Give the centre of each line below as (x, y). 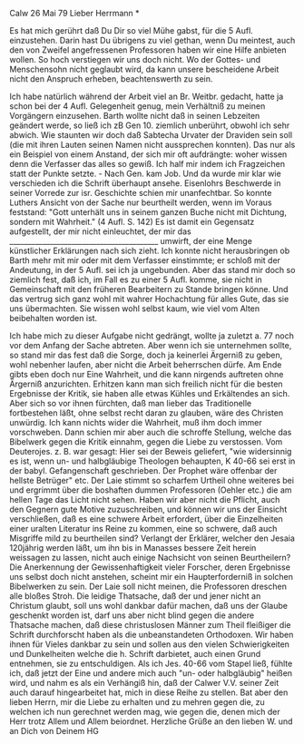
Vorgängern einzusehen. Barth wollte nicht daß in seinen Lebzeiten (135, 116)
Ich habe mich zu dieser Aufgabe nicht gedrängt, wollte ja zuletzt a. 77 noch (152, 336)
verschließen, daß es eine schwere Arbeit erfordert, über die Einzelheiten (146, 519)
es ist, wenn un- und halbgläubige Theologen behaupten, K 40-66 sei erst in (152, 461)
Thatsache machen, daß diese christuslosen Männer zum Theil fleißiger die (150, 625)
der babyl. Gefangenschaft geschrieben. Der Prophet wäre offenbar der (143, 470)
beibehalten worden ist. (54, 318)
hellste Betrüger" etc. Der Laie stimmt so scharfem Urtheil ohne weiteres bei (152, 480)
